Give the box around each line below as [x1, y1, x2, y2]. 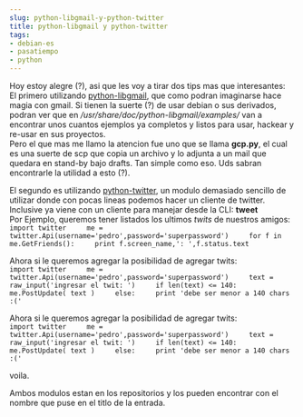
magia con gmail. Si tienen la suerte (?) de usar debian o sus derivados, [9, 100, 277, 110]
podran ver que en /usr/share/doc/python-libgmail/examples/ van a [9, 110, 263, 120]
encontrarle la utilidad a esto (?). [9, 167, 131, 178]
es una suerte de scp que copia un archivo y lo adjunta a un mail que [9, 148, 267, 159]
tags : [9, 30, 30, 39]
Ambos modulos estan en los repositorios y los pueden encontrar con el [9, 388, 279, 398]
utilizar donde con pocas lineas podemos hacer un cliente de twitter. [9, 194, 266, 205]
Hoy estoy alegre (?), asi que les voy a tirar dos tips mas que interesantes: [9, 81, 286, 91]
